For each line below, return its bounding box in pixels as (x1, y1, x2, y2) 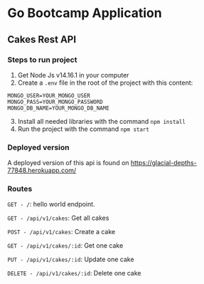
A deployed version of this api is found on (7, 159, 129, 167)
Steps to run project (7, 55, 77, 65)
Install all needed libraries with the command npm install (17, 117, 186, 125)
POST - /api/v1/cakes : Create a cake (7, 228, 116, 236)
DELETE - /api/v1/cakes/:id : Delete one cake (7, 269, 141, 278)
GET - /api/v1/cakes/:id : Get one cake (7, 241, 124, 250)
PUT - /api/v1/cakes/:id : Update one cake (7, 255, 134, 264)
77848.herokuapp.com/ (7, 166, 77, 175)
